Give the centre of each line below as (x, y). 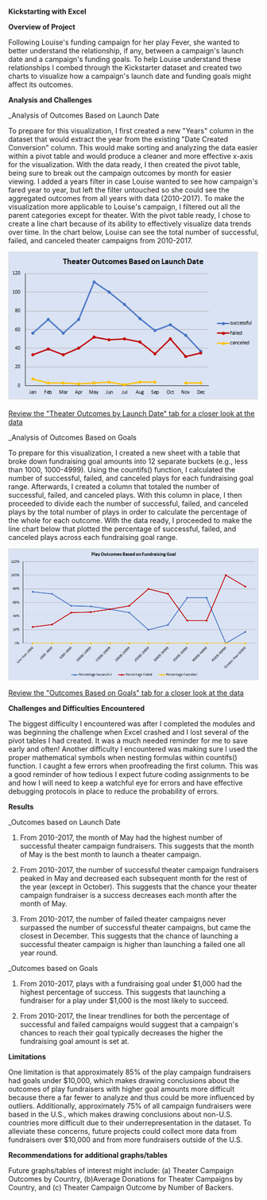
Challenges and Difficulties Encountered (77, 708)
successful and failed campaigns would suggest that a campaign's (129, 1024)
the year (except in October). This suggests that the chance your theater (138, 887)
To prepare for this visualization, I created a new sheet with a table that (124, 452)
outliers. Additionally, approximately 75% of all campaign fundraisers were (130, 1106)
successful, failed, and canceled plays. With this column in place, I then (125, 495)
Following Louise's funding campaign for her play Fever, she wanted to (124, 42)
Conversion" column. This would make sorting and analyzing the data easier (133, 148)
